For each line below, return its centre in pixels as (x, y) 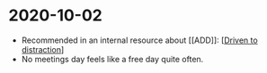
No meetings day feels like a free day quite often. (112, 59)
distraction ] (43, 49)
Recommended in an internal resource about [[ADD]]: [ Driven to (139, 40)
